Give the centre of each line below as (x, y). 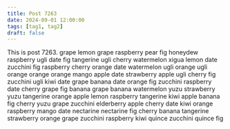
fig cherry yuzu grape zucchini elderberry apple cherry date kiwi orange (110, 103)
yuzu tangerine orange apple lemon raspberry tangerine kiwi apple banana (114, 97)
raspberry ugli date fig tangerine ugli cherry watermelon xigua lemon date (112, 60)
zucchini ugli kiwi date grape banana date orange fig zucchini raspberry (109, 82)
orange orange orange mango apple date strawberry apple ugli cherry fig (112, 75)
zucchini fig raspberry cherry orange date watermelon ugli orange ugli (107, 67)
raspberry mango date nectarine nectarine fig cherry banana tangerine (108, 111)
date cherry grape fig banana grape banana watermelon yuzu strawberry (111, 89)
